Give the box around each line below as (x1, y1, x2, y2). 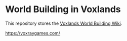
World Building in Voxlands (5, 4, 121, 15)
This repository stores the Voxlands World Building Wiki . (5, 20, 122, 26)
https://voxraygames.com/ (5, 30, 61, 36)
